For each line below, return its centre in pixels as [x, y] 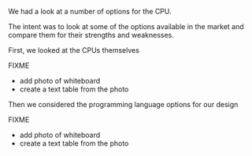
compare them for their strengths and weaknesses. [91, 35]
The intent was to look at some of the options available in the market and [126, 26]
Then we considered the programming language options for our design [123, 104]
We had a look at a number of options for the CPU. [90, 11]
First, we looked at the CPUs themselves [74, 50]
